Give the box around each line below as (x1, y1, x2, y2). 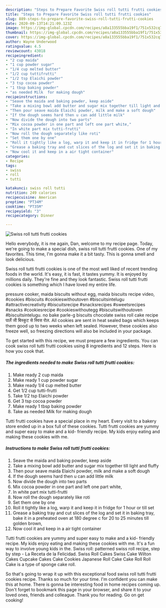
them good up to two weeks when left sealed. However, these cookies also (5, 323, 158, 329)
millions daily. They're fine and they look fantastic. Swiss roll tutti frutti (5, 277, 148, 283)
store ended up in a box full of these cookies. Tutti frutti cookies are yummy (5, 424, 159, 429)
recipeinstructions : (5, 94, 48, 99)
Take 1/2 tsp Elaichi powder (12, 393, 68, 399)
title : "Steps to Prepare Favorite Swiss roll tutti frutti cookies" (5, 12, 152, 17)
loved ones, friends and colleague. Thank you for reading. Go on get (5, 592, 144, 598)
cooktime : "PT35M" (5, 204, 43, 209)
